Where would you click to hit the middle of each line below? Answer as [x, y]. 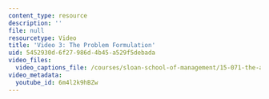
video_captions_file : [52, 68]
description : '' [35, 23]
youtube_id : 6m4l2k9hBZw [57, 82]
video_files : [30, 61]
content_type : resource [48, 16]
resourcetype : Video [43, 38]
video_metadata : [35, 75]
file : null [26, 30]
